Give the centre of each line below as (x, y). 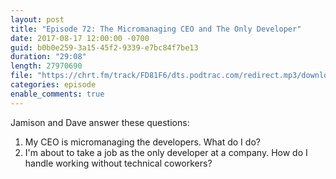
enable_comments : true (57, 94)
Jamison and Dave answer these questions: (100, 122)
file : (21, 76)
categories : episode (53, 85)
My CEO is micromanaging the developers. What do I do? (142, 142)
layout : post (37, 19)
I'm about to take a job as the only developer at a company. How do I (166, 152)
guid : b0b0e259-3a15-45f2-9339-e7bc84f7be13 (104, 47)
